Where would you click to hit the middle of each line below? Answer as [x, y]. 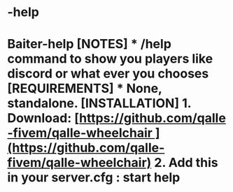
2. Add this [186, 163]
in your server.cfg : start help [94, 178]
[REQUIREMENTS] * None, [85, 89]
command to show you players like [110, 59]
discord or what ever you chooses [108, 74]
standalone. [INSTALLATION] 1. [99, 104]
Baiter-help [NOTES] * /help [89, 44]
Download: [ [43, 118]
